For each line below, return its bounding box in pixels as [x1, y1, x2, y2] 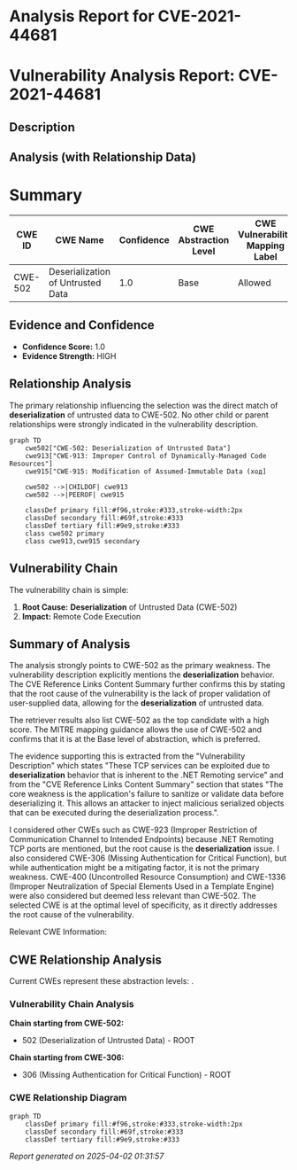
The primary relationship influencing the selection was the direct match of [9, 400, 278, 410]
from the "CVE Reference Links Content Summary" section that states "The [9, 779, 284, 790]
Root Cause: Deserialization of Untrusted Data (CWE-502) [21, 601, 238, 612]
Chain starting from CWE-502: [9, 1018, 125, 1029]
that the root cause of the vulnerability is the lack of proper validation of [9, 689, 271, 699]
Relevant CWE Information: [9, 926, 108, 937]
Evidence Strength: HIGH [21, 350, 117, 361]
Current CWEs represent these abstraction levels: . [9, 976, 194, 987]
